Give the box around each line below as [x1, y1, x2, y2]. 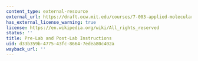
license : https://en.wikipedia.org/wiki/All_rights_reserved [6, 24, 160, 31]
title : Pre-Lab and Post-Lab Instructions [6, 35, 112, 41]
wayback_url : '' [6, 46, 46, 52]
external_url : [6, 14, 41, 20]
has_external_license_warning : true [6, 19, 96, 25]
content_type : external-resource [6, 8, 88, 15]
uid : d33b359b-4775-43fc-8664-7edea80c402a [6, 41, 115, 47]
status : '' [6, 30, 33, 36]
